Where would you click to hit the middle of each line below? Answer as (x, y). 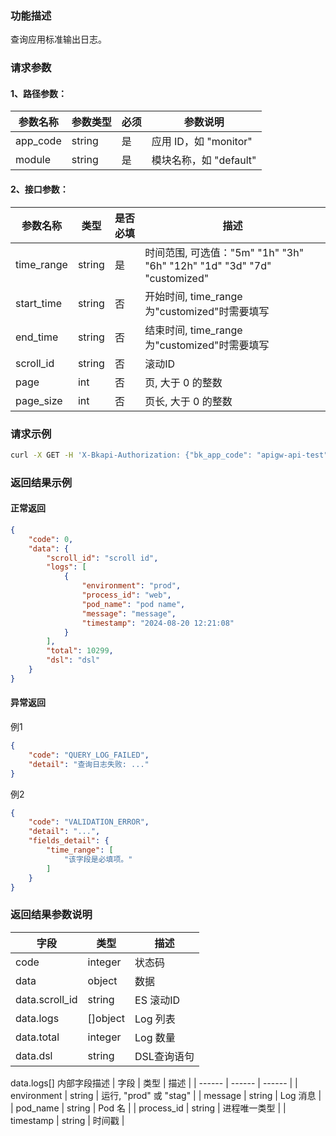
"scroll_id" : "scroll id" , (102, 558)
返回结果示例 (41, 482)
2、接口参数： (39, 189)
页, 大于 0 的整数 (183, 382)
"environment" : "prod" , (131, 586)
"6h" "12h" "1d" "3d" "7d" (208, 265)
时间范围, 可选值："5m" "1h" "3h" (224, 252)
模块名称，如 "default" (204, 160)
